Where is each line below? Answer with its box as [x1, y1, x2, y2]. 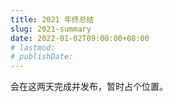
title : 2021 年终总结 [10, 14, 95, 25]
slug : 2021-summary [10, 24, 92, 34]
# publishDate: [10, 52, 74, 62]
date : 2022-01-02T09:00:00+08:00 [10, 33, 150, 43]
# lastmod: [10, 42, 56, 53]
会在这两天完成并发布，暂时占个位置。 [10, 81, 168, 93]
